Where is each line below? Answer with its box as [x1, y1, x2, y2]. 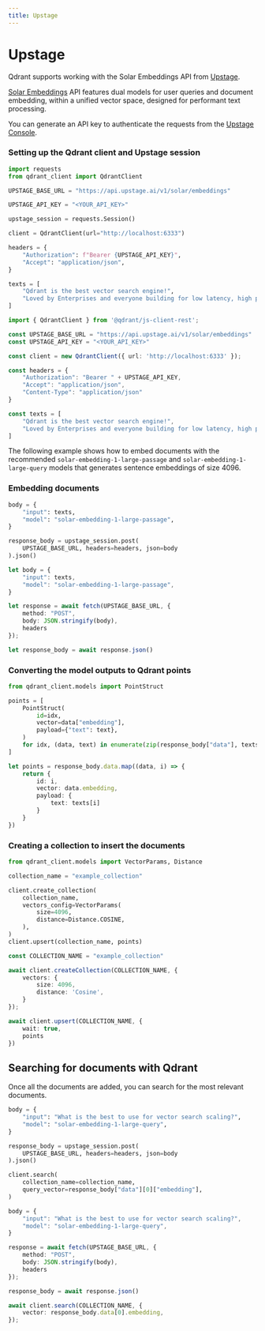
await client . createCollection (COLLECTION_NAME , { [8, 966, 178, 974]
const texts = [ [8, 410, 62, 418]
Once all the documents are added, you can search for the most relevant [8, 1082, 244, 1092]
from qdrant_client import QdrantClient [8, 172, 144, 180]
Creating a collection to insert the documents [8, 840, 185, 851]
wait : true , [22, 1025, 62, 1032]
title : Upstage [8, 11, 58, 20]
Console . [8, 127, 38, 137]
